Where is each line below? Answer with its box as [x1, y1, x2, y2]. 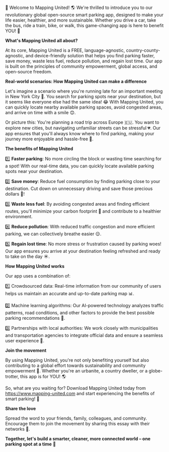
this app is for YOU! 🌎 [20, 374, 66, 379]
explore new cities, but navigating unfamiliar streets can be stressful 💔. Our [5, 125, 161, 131]
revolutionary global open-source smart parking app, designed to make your [5, 12, 164, 18]
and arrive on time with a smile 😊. [5, 110, 76, 115]
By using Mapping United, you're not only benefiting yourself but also [5, 357, 149, 363]
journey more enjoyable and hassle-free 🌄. [5, 136, 94, 142]
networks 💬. [5, 426, 30, 432]
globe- [148, 368, 162, 374]
